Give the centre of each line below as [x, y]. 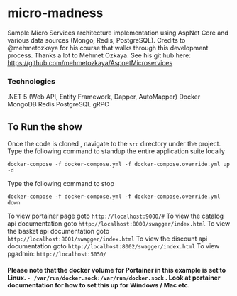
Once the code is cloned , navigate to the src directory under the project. [114, 144]
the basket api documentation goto [59, 231]
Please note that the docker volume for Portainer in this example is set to [117, 270]
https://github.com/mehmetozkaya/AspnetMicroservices [90, 62]
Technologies [31, 81]
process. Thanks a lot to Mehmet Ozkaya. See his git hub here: [99, 55]
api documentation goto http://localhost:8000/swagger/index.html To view [119, 224]
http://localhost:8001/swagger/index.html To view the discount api [108, 239]
